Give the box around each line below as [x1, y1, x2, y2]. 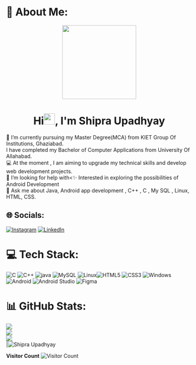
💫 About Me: [6, 5, 68, 19]
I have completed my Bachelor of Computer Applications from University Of [6, 146, 190, 153]
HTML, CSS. [6, 193, 37, 200]
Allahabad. [6, 152, 32, 159]
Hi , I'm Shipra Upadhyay [33, 115, 165, 128]
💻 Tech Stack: [6, 247, 79, 261]
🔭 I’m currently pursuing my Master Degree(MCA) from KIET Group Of [6, 133, 176, 141]
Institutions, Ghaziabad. [6, 140, 64, 147]
